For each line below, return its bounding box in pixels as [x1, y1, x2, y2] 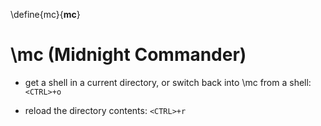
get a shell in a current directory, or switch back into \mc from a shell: [24, 76, 312, 88]
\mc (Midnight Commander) [10, 44, 247, 66]
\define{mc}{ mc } [10, 9, 81, 20]
